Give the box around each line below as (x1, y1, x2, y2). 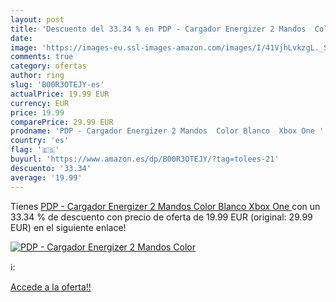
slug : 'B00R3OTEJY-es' (10, 80, 105, 90)
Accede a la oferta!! (10, 281, 92, 293)
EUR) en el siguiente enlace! (10, 221, 127, 233)
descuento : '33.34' (10, 163, 92, 173)
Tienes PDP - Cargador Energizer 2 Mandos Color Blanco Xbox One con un (10, 200, 321, 212)
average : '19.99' (10, 172, 83, 183)
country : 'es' (10, 136, 70, 146)
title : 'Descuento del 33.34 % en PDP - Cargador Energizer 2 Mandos (10, 24, 307, 34)
